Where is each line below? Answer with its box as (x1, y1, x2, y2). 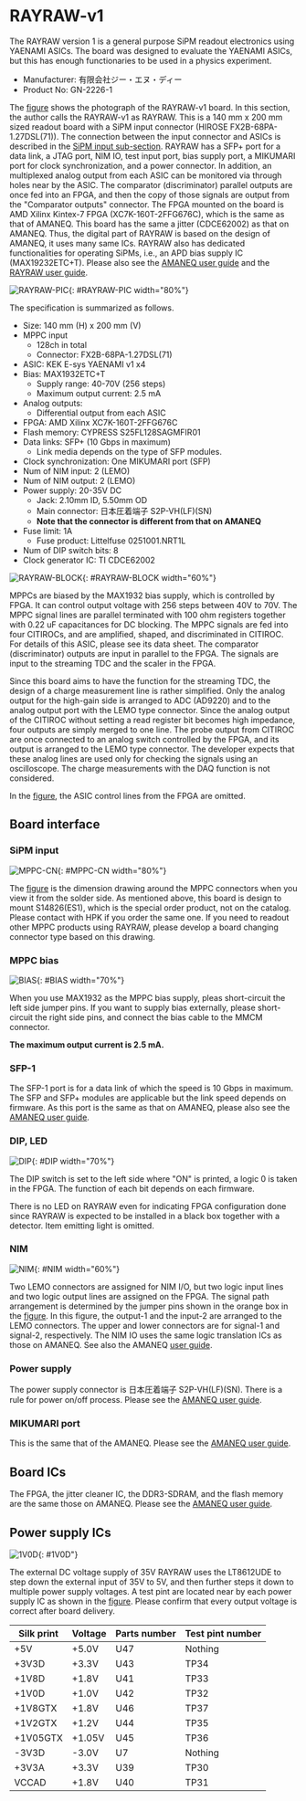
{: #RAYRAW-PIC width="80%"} (68, 284, 189, 295)
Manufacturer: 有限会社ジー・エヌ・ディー (22, 74, 183, 85)
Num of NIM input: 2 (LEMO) (22, 465, 131, 476)
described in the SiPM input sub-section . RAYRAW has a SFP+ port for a (9, 141, 281, 152)
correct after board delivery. (9, 1606, 116, 1617)
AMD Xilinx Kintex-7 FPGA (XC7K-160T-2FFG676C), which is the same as (9, 208, 285, 219)
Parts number (115, 1627, 176, 1640)
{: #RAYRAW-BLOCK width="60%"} (81, 572, 216, 583)
